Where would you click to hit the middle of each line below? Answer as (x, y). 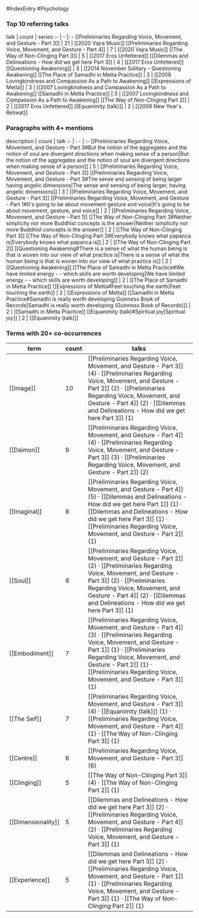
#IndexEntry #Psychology (38, 9)
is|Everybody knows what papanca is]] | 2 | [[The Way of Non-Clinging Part (98, 242)
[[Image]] (23, 388)
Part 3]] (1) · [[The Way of (124, 898)
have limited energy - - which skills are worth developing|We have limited (96, 273)
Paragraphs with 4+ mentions (50, 128)
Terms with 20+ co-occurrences (54, 333)
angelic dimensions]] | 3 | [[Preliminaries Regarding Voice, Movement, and (97, 191)
